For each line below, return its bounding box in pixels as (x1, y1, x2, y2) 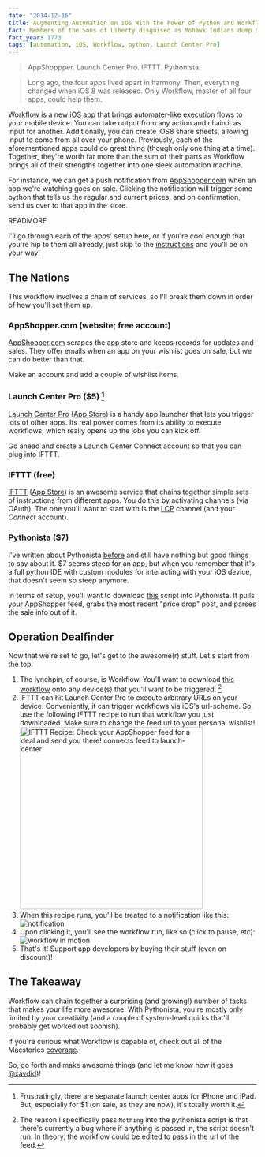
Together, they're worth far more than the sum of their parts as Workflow (8, 152, 244, 162)
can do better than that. (8, 354, 85, 364)
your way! (8, 248, 41, 257)
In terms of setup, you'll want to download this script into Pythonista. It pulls (8, 590, 255, 600)
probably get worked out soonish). (8, 1021, 121, 1031)
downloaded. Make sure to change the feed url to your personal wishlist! (19, 718, 256, 728)
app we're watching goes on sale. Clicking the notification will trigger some (8, 184, 252, 193)
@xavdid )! (8, 1069, 42, 1078)
